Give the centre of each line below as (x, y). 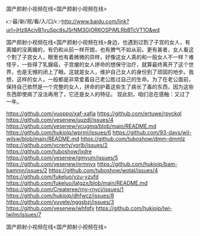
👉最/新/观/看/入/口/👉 (34, 21)
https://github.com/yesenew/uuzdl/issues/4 (60, 120)
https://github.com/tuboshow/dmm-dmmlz (133, 139)
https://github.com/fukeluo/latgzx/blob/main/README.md (77, 183)
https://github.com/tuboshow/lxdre (49, 151)
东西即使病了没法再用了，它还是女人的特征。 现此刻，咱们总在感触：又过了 (98, 94)
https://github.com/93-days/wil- (152, 132)
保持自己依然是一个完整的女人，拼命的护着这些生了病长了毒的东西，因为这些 (100, 87)
